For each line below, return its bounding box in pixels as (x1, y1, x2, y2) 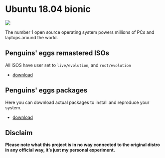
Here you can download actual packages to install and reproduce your (5, 99, 150, 105)
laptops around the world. (5, 34, 58, 40)
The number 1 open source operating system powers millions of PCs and (5, 29, 155, 35)
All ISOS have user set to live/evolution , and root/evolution (5, 62, 131, 68)
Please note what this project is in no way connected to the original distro (5, 142, 161, 148)
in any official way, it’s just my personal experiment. (5, 147, 116, 153)
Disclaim (5, 128, 33, 137)
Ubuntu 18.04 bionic (5, 3, 91, 15)
